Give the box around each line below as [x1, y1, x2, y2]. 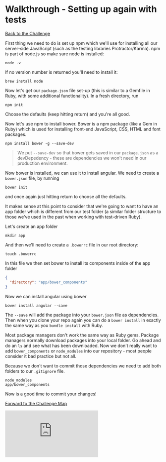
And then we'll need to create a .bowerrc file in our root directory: [5, 241, 139, 247]
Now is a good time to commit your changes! [5, 391, 97, 397]
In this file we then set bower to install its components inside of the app [5, 260, 151, 266]
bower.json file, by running [5, 175, 59, 181]
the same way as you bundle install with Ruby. [5, 322, 103, 328]
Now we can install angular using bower [5, 293, 87, 299]
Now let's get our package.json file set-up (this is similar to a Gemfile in [5, 87, 150, 93]
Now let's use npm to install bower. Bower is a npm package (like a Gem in [5, 120, 157, 126]
